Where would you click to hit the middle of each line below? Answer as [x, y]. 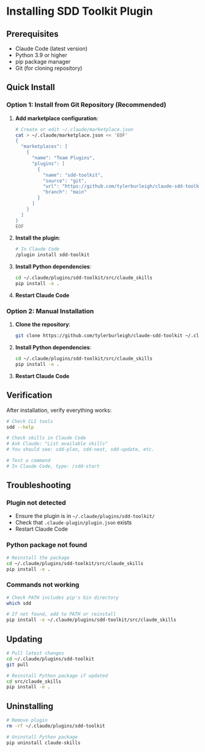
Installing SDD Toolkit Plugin [80, 11]
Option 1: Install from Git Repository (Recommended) [86, 105]
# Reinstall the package [38, 558]
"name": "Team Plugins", [63, 158]
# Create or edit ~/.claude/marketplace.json [74, 129]
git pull [17, 664]
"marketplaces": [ [44, 146]
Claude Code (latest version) [51, 48]
